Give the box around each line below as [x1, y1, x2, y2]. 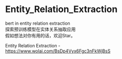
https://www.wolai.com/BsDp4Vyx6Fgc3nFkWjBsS [5, 48, 110, 54]
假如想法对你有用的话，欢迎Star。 [5, 32, 75, 38]
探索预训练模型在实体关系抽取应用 [5, 26, 76, 32]
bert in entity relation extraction [5, 20, 70, 26]
